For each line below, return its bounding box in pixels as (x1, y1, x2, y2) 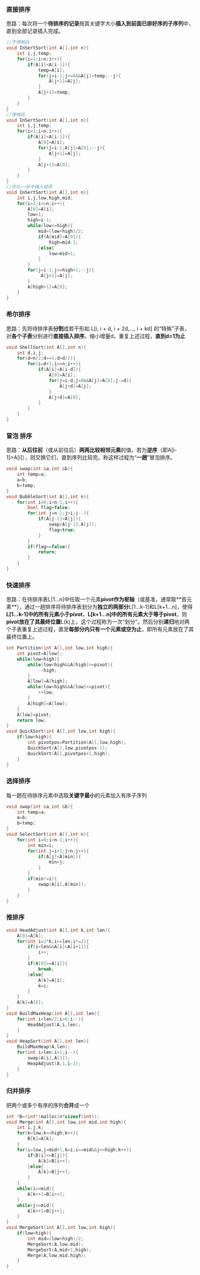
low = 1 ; (27, 212, 44, 217)
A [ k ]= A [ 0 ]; (17, 1000, 44, 1006)
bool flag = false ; (27, 505, 70, 511)
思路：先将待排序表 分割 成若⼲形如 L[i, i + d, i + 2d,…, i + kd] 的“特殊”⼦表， (6, 324, 190, 332)
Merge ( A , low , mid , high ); (27, 1252, 86, 1258)
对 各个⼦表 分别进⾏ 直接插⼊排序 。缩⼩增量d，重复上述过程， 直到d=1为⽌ (6, 332, 186, 339)
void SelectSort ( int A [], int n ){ (6, 832, 89, 838)
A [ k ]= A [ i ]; (37, 977, 65, 983)
